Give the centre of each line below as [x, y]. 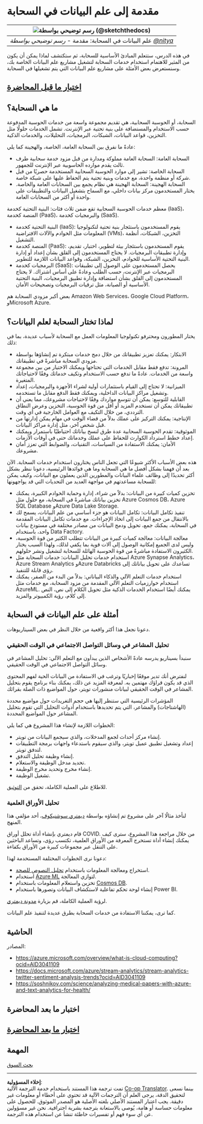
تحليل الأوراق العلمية [33, 802]
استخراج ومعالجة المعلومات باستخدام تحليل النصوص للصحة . [83, 870]
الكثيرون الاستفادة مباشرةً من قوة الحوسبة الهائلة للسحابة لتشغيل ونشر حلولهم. [104, 551]
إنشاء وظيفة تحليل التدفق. [45, 756]
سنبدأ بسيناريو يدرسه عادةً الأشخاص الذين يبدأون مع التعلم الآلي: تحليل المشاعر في [99, 658]
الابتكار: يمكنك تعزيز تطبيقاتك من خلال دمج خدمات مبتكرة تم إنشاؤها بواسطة [101, 354]
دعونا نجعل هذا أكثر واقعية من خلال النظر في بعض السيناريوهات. [78, 629]
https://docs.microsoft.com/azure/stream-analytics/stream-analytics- [102, 971]
